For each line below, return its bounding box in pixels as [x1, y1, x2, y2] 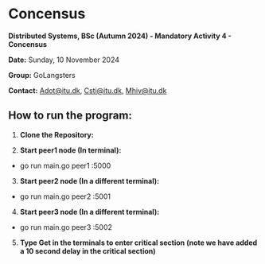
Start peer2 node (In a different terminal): [19, 176, 160, 185]
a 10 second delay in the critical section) [19, 246, 157, 255]
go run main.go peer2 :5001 [19, 192, 111, 201]
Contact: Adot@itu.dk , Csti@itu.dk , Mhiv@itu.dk [8, 85, 167, 95]
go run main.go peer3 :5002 [19, 222, 113, 231]
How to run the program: [8, 109, 133, 122]
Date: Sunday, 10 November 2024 [8, 55, 120, 64]
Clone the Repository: [19, 130, 94, 139]
